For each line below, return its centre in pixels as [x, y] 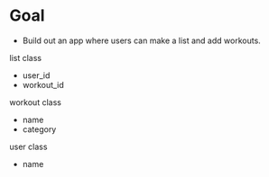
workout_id [43, 84]
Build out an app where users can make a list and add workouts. [142, 40]
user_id [36, 75]
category [39, 129]
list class [26, 58]
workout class [35, 102]
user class [28, 146]
